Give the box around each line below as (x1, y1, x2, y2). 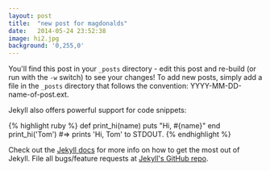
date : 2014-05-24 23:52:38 (8, 27, 106, 35)
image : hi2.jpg (8, 34, 60, 43)
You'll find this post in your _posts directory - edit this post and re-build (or (8, 64, 256, 73)
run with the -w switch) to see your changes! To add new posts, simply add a (8, 73, 263, 82)
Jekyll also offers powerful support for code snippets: (8, 106, 187, 115)
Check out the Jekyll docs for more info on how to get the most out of (8, 145, 240, 155)
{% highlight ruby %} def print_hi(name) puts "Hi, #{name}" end (8, 121, 221, 131)
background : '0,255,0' (8, 42, 85, 50)
